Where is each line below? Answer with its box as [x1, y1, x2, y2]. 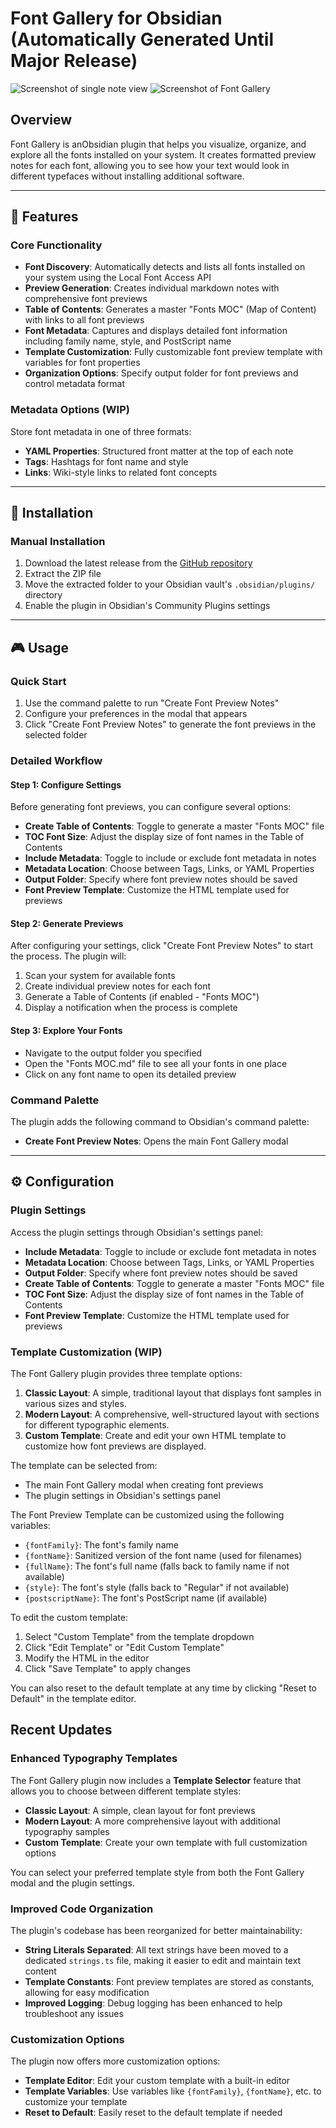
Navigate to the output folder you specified [24, 1047, 203, 1059]
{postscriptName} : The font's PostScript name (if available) [24, 1592, 268, 1604]
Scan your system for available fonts [24, 970, 176, 982]
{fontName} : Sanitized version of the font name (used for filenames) [24, 1549, 303, 1561]
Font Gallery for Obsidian [10, 7, 223, 30]
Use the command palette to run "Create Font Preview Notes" [24, 697, 280, 709]
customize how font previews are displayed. [24, 1440, 207, 1452]
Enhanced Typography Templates [10, 1752, 178, 1766]
